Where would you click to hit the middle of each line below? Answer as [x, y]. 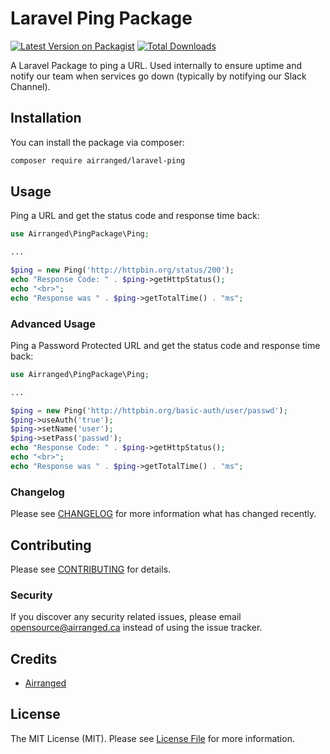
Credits [34, 658]
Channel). [30, 86]
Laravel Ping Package [101, 18]
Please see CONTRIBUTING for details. [91, 569]
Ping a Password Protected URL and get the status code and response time [165, 345]
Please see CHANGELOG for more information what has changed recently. [163, 514]
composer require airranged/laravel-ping [98, 160]
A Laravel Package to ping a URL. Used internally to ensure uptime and [156, 65]
